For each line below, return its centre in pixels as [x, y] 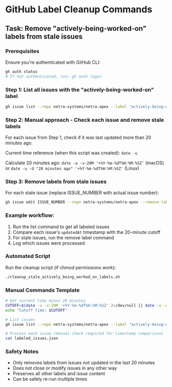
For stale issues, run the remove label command [63, 237]
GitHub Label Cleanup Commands [79, 10]
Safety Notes [22, 352]
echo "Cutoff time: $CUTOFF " [36, 310]
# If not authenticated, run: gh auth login [53, 76]
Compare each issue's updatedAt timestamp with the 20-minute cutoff [87, 232]
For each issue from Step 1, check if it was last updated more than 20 [78, 138]
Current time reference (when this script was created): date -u [71, 153]
